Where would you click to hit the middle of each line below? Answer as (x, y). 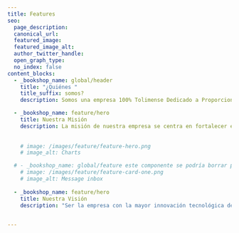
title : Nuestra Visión (54, 199)
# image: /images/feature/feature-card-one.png (92, 172)
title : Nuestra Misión (54, 120)
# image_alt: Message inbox (62, 179)
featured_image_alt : (44, 47)
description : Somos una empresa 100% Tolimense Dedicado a (110, 100)
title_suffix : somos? (52, 93)
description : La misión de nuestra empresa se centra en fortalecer (124, 126)
